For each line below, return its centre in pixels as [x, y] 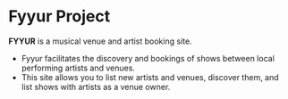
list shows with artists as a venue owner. [96, 87]
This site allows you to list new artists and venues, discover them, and [150, 77]
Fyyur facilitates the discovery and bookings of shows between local [148, 58]
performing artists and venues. [78, 68]
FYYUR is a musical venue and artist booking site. [101, 41]
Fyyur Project [59, 16]
